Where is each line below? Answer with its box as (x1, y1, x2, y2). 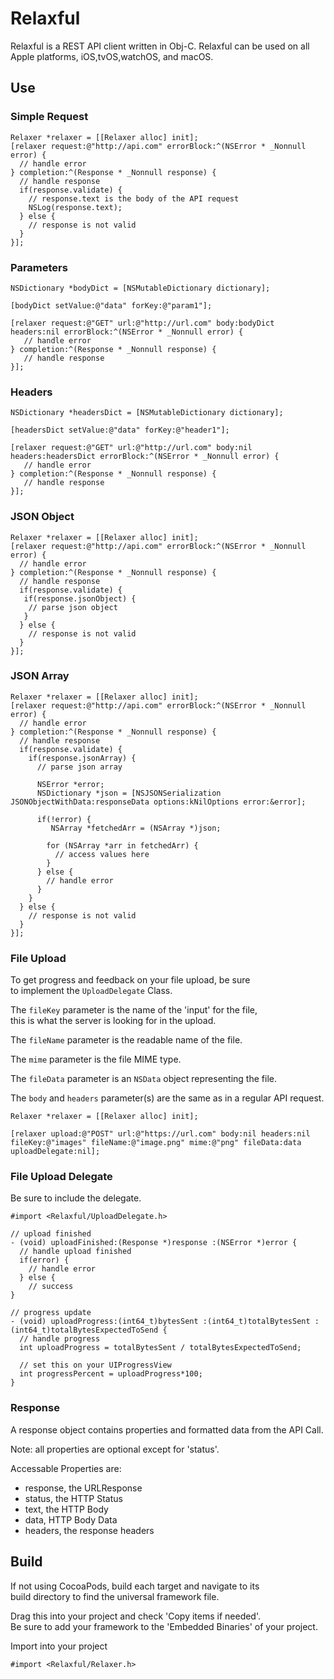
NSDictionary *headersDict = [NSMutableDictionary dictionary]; (10, 408, 284, 418)
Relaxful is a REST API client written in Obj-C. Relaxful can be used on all (10, 40, 310, 52)
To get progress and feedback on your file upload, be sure (10, 974, 251, 986)
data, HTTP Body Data (24, 1513, 118, 1526)
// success (28, 1282, 74, 1292)
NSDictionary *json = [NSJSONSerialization (36, 788, 222, 798)
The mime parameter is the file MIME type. (10, 1053, 182, 1066)
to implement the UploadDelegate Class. (10, 985, 173, 997)
